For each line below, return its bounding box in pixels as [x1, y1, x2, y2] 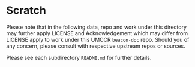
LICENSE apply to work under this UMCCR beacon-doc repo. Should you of [6, 36, 190, 43]
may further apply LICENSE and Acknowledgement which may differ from [6, 29, 188, 36]
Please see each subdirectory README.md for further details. [6, 54, 152, 61]
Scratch [6, 4, 46, 17]
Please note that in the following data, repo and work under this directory [6, 23, 187, 31]
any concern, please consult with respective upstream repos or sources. [6, 42, 185, 50]
